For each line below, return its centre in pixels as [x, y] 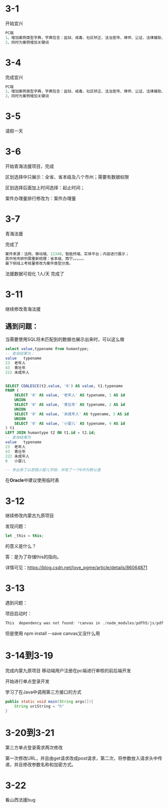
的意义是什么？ [21, 546]
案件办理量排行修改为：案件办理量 [41, 198]
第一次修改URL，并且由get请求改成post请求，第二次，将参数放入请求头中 [81, 758]
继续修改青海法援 [23, 309]
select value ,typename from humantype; [47, 349]
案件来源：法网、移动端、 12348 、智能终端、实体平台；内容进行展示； [67, 254]
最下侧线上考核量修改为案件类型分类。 [39, 263]
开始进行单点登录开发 [27, 681]
